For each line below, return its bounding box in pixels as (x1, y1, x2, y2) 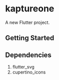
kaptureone (5, 3, 54, 14)
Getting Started (5, 34, 54, 42)
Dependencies (5, 51, 51, 59)
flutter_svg (12, 64, 35, 70)
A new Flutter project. (5, 19, 50, 25)
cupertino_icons (12, 69, 46, 75)
